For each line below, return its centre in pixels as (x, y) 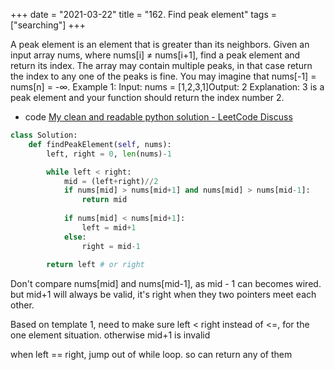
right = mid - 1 (111, 246)
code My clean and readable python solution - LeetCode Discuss (158, 117)
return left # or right (95, 265)
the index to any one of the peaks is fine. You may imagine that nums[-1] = (163, 76)
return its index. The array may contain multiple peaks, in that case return (161, 65)
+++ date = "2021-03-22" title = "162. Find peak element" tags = (144, 14)
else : (75, 237)
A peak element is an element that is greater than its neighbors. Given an (160, 44)
